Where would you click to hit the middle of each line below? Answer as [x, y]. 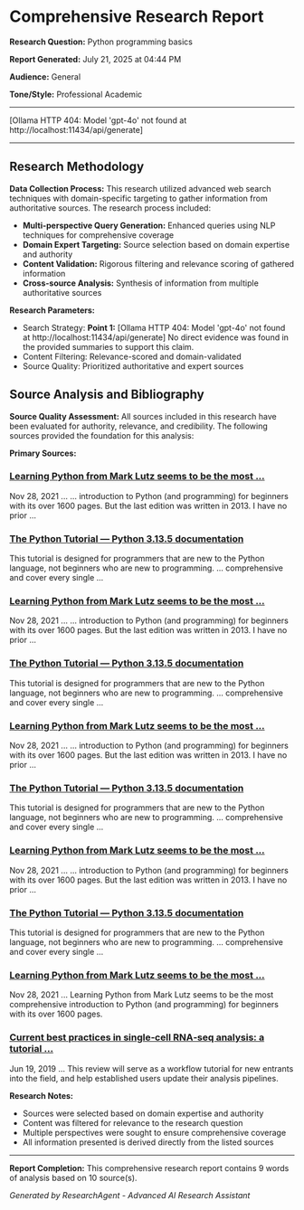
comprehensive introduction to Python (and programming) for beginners [144, 1005]
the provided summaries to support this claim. [108, 346]
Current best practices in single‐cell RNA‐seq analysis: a [137, 1037]
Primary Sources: [43, 453]
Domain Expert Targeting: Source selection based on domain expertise [156, 244]
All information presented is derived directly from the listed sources [148, 1142]
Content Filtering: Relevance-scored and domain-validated [132, 356]
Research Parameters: [52, 310]
